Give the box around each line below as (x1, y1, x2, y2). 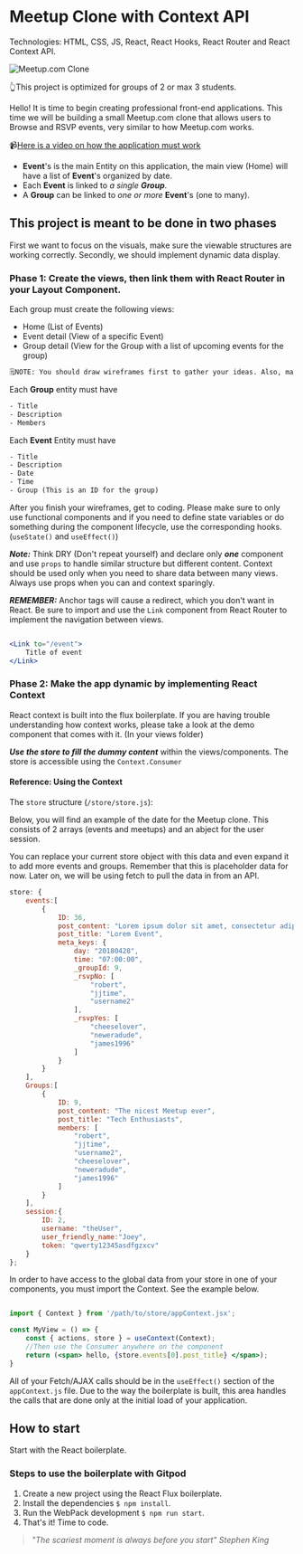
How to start (9, 1421, 80, 1436)
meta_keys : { (57, 938, 106, 947)
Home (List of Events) (22, 321, 104, 332)
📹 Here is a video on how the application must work (9, 139, 201, 150)
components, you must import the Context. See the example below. (9, 1284, 260, 1294)
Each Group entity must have (9, 384, 118, 394)
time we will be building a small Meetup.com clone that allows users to (9, 111, 271, 123)
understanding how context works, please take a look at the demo (9, 719, 255, 730)
